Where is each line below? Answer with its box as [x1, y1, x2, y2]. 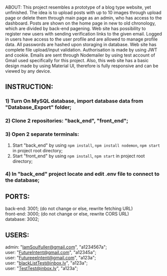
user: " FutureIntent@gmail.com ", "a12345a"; [5, 249, 96, 255]
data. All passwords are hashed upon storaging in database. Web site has [5, 42, 156, 47]
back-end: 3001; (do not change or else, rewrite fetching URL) [5, 205, 133, 212]
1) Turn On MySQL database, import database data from [5, 98, 143, 105]
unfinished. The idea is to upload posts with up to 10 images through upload [5, 10, 161, 16]
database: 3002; [5, 216, 39, 222]
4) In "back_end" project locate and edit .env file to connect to [5, 170, 160, 177]
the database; [5, 177, 40, 184]
